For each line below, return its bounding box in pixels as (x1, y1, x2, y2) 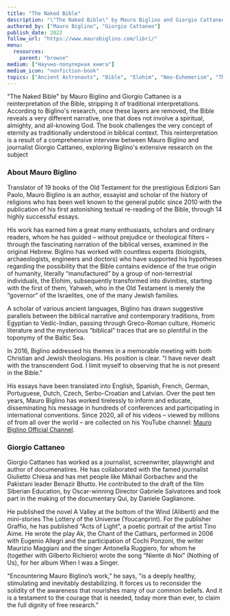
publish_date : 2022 (7, 29, 63, 36)
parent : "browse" (19, 55, 69, 62)
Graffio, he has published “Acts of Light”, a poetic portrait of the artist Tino (7, 522, 217, 530)
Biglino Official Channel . (7, 425, 75, 433)
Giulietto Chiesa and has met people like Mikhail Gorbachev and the (7, 472, 199, 480)
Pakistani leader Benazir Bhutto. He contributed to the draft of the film (7, 480, 204, 488)
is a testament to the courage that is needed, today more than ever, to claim (7, 593, 220, 602)
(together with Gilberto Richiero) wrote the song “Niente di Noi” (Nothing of (7, 551, 219, 559)
